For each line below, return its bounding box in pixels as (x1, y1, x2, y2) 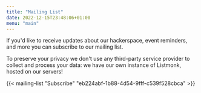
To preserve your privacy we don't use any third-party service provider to (6, 55, 190, 63)
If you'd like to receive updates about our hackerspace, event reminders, (6, 37, 188, 44)
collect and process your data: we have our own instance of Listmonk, (6, 61, 182, 69)
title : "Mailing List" (6, 9, 64, 15)
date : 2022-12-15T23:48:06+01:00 (6, 15, 91, 21)
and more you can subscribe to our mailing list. (6, 43, 124, 50)
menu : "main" (6, 20, 39, 26)
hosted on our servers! (6, 68, 64, 75)
